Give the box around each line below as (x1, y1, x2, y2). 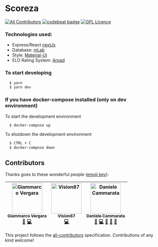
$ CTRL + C (9, 141, 31, 145)
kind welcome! (5, 237, 34, 243)
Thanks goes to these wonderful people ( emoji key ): (5, 172, 109, 177)
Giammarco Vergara (7, 213, 47, 219)
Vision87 (57, 213, 76, 219)
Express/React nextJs (12, 42, 56, 48)
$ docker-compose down (9, 145, 55, 150)
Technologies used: (5, 31, 53, 38)
